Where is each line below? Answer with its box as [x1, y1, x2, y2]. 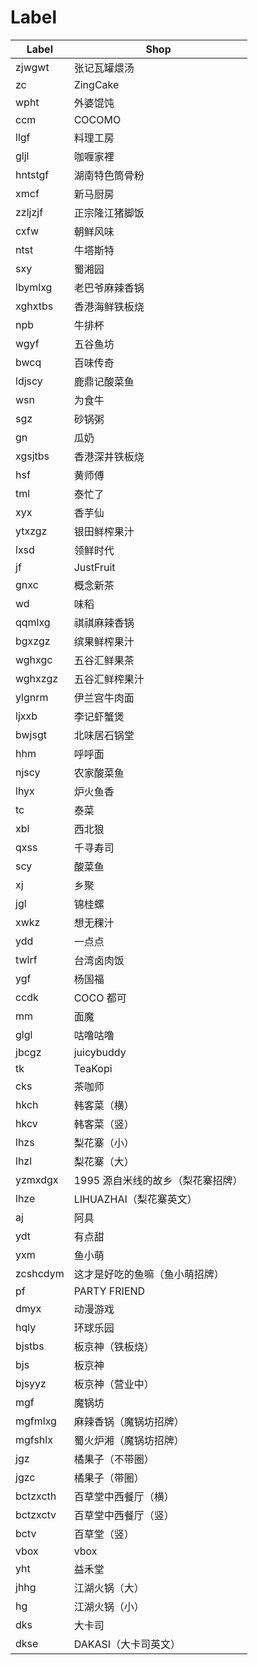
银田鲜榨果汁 [73, 524, 135, 538]
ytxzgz [15, 524, 48, 538]
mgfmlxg [15, 1414, 57, 1428]
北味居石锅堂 [73, 728, 135, 742]
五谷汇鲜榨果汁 [73, 672, 145, 686]
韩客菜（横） [73, 1098, 135, 1112]
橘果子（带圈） [73, 1471, 145, 1485]
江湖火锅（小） [73, 1599, 145, 1613]
